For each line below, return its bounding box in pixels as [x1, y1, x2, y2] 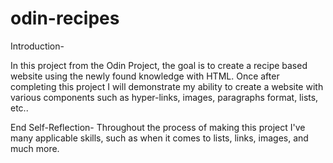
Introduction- [10, 40, 65, 52]
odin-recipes [10, 7, 120, 30]
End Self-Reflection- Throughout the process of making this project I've [10, 121, 306, 133]
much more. [10, 142, 60, 154]
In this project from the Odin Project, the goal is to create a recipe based [10, 59, 308, 71]
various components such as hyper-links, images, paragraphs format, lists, [10, 91, 319, 103]
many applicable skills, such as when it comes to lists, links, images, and [10, 132, 309, 144]
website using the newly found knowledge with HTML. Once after [10, 70, 280, 82]
